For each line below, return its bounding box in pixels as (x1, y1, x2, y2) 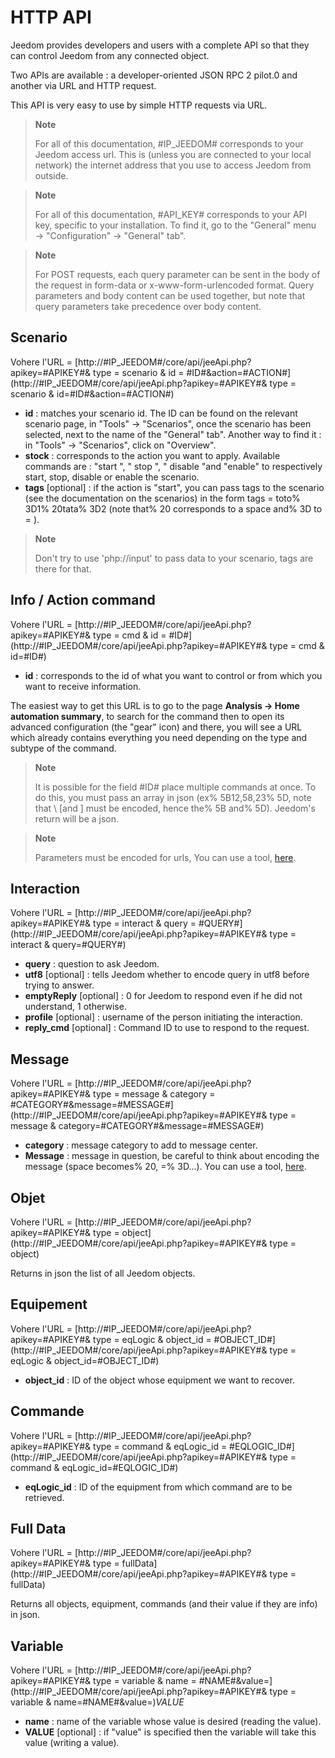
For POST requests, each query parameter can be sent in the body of (34, 268, 321, 280)
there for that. (34, 562, 92, 575)
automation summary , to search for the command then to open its (10, 710, 285, 722)
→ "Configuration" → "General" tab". (34, 229, 187, 241)
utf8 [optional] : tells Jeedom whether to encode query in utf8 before (24, 969, 310, 981)
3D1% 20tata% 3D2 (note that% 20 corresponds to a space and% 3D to (24, 502, 323, 515)
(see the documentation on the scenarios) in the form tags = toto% (24, 492, 301, 504)
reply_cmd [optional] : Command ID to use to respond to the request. (24, 1022, 310, 1034)
